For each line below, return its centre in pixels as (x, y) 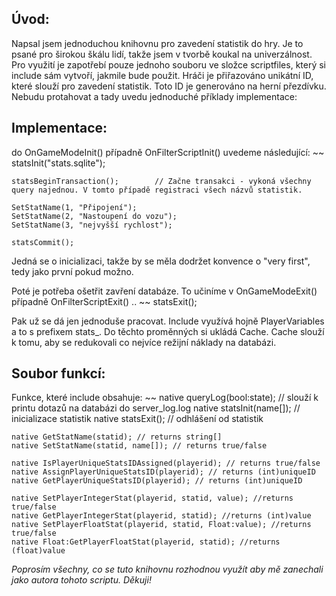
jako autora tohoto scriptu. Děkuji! (81, 580)
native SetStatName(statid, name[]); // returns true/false (139, 446)
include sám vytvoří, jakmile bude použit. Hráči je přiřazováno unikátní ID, (162, 75)
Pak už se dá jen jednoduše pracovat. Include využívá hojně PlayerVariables (168, 321)
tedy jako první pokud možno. (72, 271)
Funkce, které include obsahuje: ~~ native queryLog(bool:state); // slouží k (165, 398)
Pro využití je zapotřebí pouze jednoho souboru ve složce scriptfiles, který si (169, 64)
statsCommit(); (43, 242)
